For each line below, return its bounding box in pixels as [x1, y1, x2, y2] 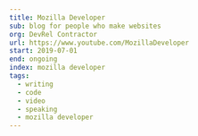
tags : [9, 72, 29, 81]
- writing [17, 80, 54, 89]
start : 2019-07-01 [9, 47, 78, 55]
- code [17, 88, 42, 97]
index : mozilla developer [9, 64, 105, 72]
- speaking [17, 105, 58, 114]
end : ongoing [9, 55, 58, 64]
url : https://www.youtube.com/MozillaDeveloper [9, 38, 190, 47]
